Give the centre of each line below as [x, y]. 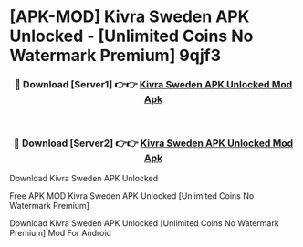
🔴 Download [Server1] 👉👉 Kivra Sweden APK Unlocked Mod [153, 85]
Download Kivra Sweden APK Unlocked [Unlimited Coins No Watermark [145, 223]
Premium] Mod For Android [61, 232]
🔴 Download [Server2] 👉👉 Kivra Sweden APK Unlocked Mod [153, 143]
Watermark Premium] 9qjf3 [115, 56]
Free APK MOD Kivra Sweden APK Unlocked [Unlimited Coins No [132, 196]
